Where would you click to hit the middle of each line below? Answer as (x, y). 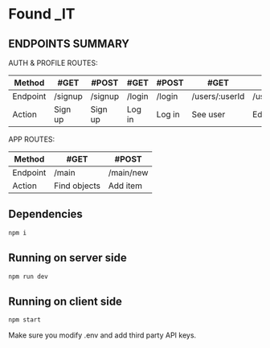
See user (209, 115)
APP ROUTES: (32, 139)
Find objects (77, 186)
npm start (25, 320)
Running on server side (67, 258)
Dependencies (45, 214)
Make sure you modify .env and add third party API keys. (102, 335)
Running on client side (65, 301)
